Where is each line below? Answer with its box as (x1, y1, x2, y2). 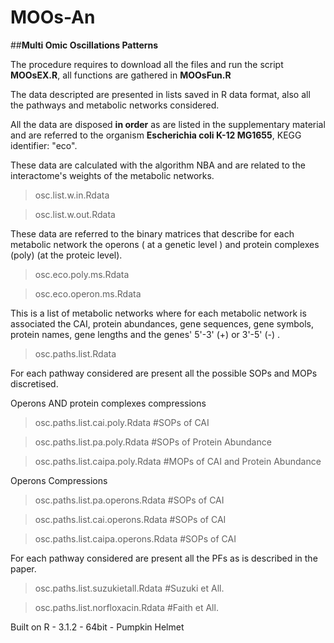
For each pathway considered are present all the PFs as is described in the (10, 552, 318, 564)
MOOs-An (10, 6, 96, 29)
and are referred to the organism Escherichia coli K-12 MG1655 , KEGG (10, 129, 302, 141)
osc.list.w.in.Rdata (34, 189, 110, 201)
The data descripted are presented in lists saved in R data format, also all (10, 88, 311, 100)
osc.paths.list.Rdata (34, 347, 117, 360)
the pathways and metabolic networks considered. (10, 99, 220, 111)
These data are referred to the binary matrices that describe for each (10, 227, 295, 240)
